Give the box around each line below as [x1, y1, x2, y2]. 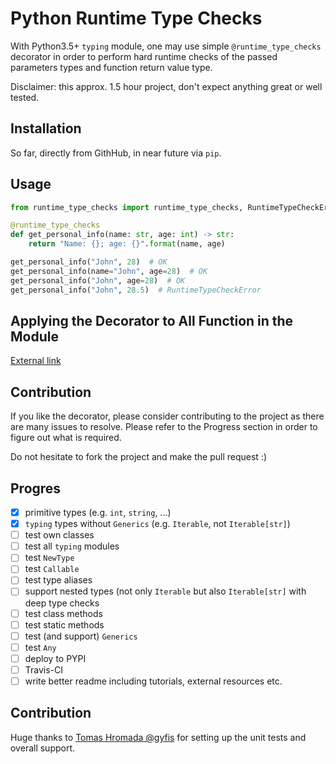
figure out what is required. [10, 432, 122, 444]
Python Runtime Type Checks [10, 7, 263, 30]
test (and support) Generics [24, 630, 138, 642]
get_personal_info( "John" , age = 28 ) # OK [10, 275, 186, 286]
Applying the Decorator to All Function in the [10, 312, 294, 329]
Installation [10, 120, 82, 137]
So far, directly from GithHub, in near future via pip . [10, 147, 222, 159]
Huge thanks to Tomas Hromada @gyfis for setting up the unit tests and [10, 731, 307, 743]
